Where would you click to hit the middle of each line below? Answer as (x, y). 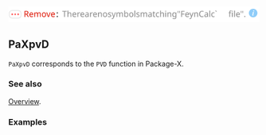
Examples (28, 121)
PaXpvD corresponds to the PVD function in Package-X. (96, 64)
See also (25, 84)
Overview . (25, 101)
